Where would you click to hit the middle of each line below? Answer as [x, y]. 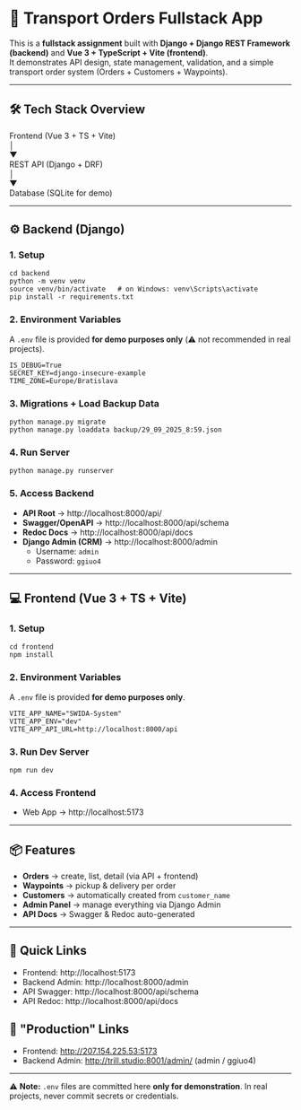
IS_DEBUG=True [36, 365]
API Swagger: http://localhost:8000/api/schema [110, 992]
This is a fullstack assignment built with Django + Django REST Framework [150, 43]
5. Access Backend [52, 494]
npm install [31, 655]
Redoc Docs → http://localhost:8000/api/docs [107, 532]
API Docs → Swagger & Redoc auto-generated [108, 914]
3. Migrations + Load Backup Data [84, 403]
